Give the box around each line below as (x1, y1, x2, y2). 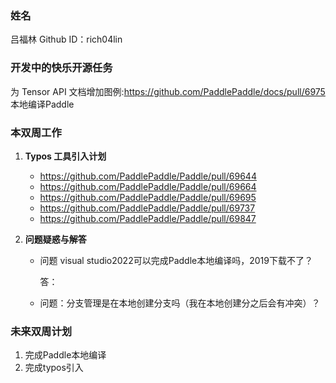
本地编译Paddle (10, 98, 75, 110)
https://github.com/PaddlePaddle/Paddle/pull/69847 (39, 212, 257, 224)
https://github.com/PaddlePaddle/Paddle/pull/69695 (39, 191, 257, 203)
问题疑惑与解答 (24, 233, 87, 245)
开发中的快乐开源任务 (10, 61, 113, 75)
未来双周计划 (10, 324, 73, 338)
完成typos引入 (24, 362, 84, 374)
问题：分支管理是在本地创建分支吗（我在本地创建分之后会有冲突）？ (39, 297, 321, 309)
